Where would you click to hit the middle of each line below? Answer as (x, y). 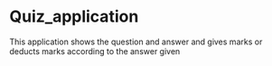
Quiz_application (74, 17)
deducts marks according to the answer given (95, 51)
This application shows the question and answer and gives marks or (136, 42)
